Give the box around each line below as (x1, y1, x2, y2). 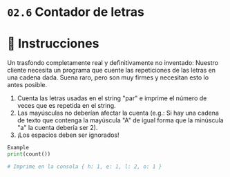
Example (7, 145, 30, 151)
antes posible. (7, 81, 47, 89)
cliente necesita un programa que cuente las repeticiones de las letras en (7, 66, 216, 75)
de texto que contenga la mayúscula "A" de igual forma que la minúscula (17, 116, 224, 124)
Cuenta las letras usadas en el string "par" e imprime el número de (17, 94, 207, 102)
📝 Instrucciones (7, 36, 99, 52)
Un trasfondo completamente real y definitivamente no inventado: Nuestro (7, 59, 219, 67)
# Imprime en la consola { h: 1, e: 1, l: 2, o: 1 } (7, 163, 162, 170)
